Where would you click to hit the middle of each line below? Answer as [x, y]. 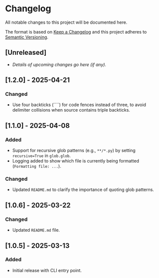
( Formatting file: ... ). [37, 166]
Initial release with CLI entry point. [47, 270]
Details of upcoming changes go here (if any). [59, 64]
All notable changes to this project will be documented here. [66, 22]
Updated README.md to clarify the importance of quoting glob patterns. [83, 190]
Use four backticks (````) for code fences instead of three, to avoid [79, 105]
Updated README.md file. [36, 230]
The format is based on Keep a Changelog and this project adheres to [76, 32]
